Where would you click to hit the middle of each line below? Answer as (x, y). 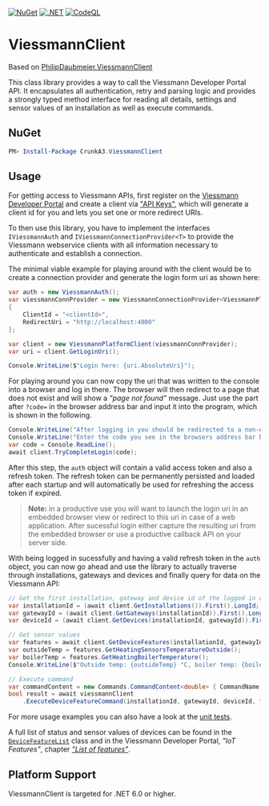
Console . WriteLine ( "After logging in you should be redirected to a (125, 430)
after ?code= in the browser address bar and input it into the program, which (133, 407)
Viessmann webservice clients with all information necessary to (113, 245)
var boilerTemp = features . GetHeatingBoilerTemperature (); (109, 657)
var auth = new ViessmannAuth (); (64, 292)
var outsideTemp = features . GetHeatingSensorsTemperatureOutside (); (125, 650)
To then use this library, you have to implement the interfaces (109, 228)
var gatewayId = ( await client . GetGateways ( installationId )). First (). (128, 613)
